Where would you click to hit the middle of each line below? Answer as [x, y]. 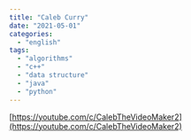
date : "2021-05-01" [45, 26]
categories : [31, 34]
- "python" [37, 91]
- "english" [39, 42]
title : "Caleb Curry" [49, 17]
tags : [19, 51]
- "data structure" [53, 75]
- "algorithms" [45, 58]
